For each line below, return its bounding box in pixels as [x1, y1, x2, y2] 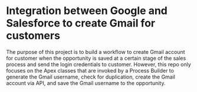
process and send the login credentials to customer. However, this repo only [6, 60, 192, 68]
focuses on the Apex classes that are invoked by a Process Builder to [6, 67, 174, 74]
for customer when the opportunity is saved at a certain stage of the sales [6, 54, 186, 62]
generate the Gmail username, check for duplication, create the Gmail [6, 73, 176, 80]
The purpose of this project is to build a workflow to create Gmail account [6, 48, 185, 55]
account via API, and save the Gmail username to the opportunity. [6, 79, 166, 86]
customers [6, 29, 61, 42]
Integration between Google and [6, 4, 168, 18]
